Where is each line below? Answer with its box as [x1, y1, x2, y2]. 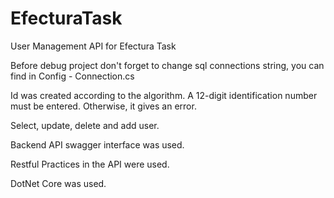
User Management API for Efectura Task [10, 40, 177, 52]
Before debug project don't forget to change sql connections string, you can [10, 59, 325, 71]
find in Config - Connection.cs [10, 70, 135, 82]
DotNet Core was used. [10, 177, 107, 189]
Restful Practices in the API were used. [10, 158, 170, 170]
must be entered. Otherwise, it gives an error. [10, 100, 197, 112]
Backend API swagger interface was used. [10, 138, 185, 151]
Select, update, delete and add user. [10, 119, 160, 131]
